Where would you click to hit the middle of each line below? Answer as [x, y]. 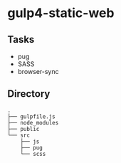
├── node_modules [33, 122]
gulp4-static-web [61, 13]
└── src [19, 135]
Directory [29, 94]
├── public [23, 129]
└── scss [33, 154]
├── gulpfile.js [31, 116]
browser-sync [38, 72]
